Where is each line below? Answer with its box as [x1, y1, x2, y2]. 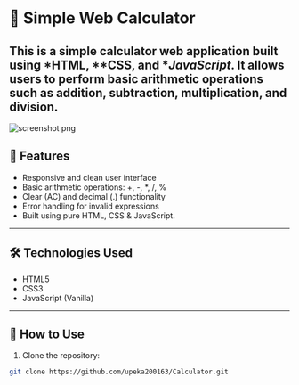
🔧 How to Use [9, 327, 85, 342]
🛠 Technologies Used [9, 245, 133, 261]
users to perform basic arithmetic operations [9, 71, 264, 86]
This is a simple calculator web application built [9, 44, 279, 59]
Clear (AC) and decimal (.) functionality [21, 191, 166, 201]
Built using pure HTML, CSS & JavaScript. [21, 209, 175, 221]
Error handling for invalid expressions [21, 201, 160, 211]
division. [9, 99, 59, 114]
